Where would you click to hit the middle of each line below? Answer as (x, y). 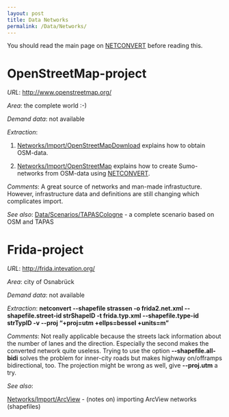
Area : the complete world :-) (47, 106)
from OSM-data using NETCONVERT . (98, 174)
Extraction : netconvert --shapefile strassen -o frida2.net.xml (95, 309)
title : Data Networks (38, 20)
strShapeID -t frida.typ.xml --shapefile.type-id (131, 315)
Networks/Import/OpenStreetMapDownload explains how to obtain (111, 145)
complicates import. (35, 201)
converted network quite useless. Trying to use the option (89, 351)
